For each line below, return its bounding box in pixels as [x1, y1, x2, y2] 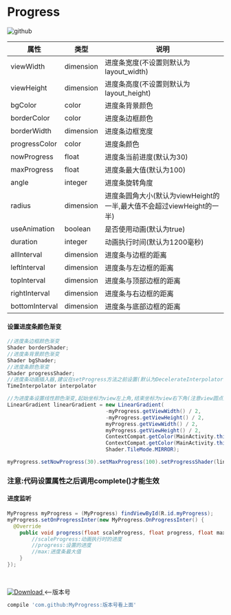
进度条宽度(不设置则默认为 [104, 58, 190, 67]
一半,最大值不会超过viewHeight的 [104, 201, 212, 210]
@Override [13, 523, 41, 530]
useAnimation [10, 224, 55, 234]
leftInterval [10, 262, 46, 272]
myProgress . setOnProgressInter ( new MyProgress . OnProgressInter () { [7, 516, 205, 523]
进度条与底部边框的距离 [104, 302, 181, 311]
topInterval [10, 276, 46, 285]
